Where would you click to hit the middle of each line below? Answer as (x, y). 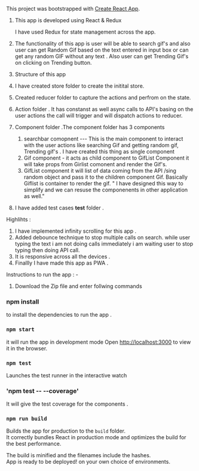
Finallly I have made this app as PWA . (62, 263)
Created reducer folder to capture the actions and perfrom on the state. (103, 97)
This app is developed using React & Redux (68, 20)
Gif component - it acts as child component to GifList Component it (106, 158)
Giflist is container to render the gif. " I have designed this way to (103, 183)
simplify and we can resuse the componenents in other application (106, 190)
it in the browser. (27, 348)
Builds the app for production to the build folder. (66, 431)
